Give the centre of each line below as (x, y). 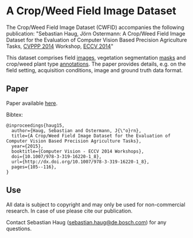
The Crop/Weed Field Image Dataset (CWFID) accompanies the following (95, 27)
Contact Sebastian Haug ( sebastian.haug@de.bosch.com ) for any (86, 222)
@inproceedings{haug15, (36, 126)
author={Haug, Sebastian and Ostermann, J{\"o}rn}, (77, 131)
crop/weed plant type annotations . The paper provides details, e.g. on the (96, 64)
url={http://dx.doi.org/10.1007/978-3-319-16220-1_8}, (81, 162)
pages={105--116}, (34, 167)
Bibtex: (15, 114)
